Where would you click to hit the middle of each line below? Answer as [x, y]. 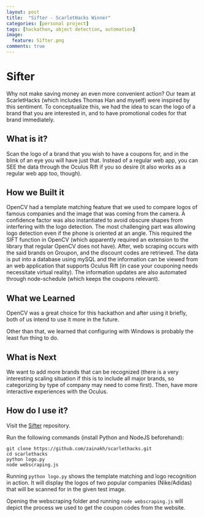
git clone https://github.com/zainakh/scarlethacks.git [79, 448]
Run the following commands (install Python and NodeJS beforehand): [95, 437]
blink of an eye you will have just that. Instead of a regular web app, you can [102, 160]
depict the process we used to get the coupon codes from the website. [96, 507]
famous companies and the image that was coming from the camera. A [96, 214]
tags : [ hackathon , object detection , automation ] [71, 29]
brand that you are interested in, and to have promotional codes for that [96, 113]
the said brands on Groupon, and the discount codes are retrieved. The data [102, 253]
